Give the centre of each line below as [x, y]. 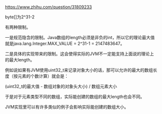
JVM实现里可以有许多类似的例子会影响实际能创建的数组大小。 [67, 107]
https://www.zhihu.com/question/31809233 [49, 7]
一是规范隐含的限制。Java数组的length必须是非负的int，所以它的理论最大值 [80, 37]
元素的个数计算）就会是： [43, 76]
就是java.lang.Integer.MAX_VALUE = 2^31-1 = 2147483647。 [65, 43]
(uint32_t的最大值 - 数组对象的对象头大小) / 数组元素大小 [61, 86]
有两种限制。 [18, 27]
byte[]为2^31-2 [20, 17]
